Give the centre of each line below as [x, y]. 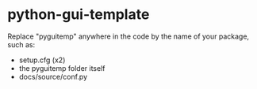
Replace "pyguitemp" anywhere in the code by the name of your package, [128, 36]
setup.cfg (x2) [42, 60]
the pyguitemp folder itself [62, 68]
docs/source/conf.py [53, 76]
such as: [21, 44]
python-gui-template [79, 15]
